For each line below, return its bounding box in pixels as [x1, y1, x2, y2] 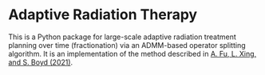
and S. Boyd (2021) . [8, 57, 73, 67]
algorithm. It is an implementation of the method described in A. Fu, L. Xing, [8, 49, 257, 58]
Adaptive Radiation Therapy [8, 6, 198, 24]
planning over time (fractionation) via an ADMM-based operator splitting [8, 40, 246, 49]
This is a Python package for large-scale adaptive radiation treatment [8, 32, 237, 41]
